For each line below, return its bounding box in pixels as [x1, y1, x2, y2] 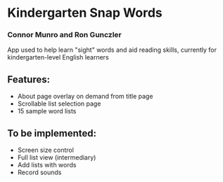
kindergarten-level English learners [7, 53, 109, 62]
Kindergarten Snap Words [7, 5, 163, 21]
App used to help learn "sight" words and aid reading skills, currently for [7, 45, 217, 54]
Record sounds [17, 168, 62, 176]
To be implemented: [7, 127, 97, 139]
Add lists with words [17, 161, 77, 169]
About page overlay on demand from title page [17, 92, 153, 101]
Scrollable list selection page [17, 99, 101, 108]
